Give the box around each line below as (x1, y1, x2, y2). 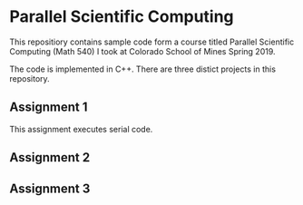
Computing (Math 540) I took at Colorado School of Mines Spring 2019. (9, 45, 276, 56)
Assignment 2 (9, 150, 91, 165)
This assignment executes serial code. (9, 123, 153, 134)
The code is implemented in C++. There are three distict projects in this (9, 63, 277, 74)
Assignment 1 (9, 100, 88, 115)
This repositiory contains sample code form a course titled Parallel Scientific (9, 36, 295, 47)
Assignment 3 (9, 181, 91, 196)
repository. (9, 73, 50, 83)
